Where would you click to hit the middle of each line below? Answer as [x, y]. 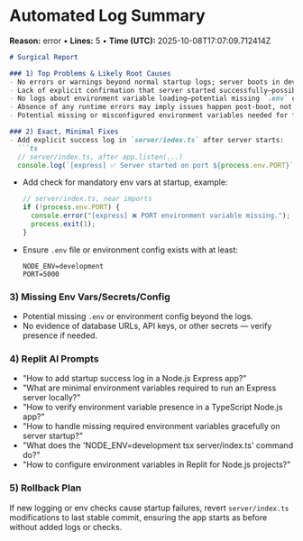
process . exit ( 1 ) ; [64, 225]
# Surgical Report [44, 57]
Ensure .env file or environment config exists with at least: [130, 250]
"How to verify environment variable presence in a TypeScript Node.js [152, 408]
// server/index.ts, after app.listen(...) [100, 157]
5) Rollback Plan [46, 488]
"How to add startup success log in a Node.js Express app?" [134, 379]
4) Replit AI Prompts [54, 359]
